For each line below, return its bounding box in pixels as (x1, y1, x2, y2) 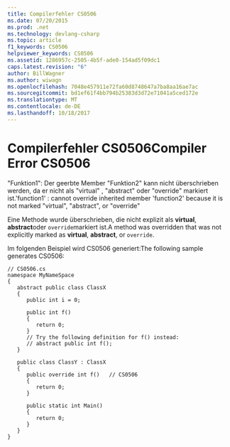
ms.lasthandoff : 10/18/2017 (7, 109, 91, 117)
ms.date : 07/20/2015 (7, 17, 69, 24)
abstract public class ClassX (16, 284, 106, 291)
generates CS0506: (7, 252, 65, 260)
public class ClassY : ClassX (16, 358, 106, 366)
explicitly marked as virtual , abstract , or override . (7, 230, 155, 239)
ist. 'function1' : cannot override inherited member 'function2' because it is (7, 193, 224, 203)
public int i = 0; (26, 296, 81, 303)
